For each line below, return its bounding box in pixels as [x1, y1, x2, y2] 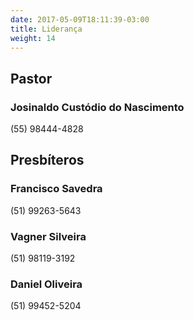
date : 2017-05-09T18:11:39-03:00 [10, 14, 150, 25]
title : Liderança [10, 24, 83, 34]
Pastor [10, 70, 53, 87]
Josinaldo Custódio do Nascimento [10, 100, 185, 114]
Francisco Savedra [10, 182, 103, 196]
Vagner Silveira [10, 229, 87, 243]
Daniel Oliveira [10, 277, 83, 291]
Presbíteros [10, 152, 85, 169]
